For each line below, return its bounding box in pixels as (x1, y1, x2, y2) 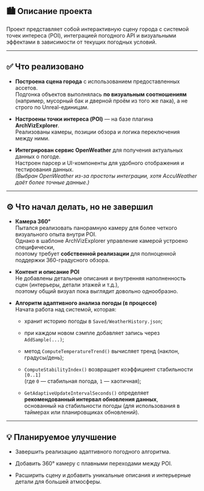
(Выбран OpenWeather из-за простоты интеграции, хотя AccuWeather (15, 172, 197, 179)
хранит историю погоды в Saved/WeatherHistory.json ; (24, 317, 163, 325)
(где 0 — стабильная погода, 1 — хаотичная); (24, 378, 141, 385)
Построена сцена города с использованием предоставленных (15, 78, 180, 85)
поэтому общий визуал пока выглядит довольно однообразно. (15, 288, 178, 295)
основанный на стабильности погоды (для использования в (24, 402, 180, 410)
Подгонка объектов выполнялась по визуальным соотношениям (15, 90, 187, 98)
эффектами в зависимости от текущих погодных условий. (6, 38, 157, 46)
